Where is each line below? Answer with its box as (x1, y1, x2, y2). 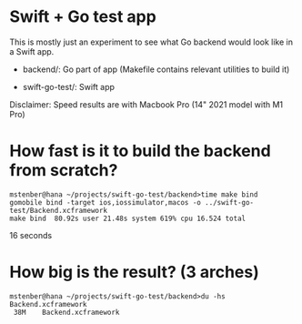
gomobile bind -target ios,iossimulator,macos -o (9, 197, 202, 207)
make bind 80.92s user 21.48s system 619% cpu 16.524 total (9, 214, 247, 223)
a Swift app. (9, 46, 55, 56)
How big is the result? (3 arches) (9, 262, 259, 283)
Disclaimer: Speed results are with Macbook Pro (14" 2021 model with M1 (9, 98, 284, 110)
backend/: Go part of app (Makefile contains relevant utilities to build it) (22, 64, 290, 75)
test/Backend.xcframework (9, 206, 107, 215)
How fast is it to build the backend (9, 141, 271, 161)
